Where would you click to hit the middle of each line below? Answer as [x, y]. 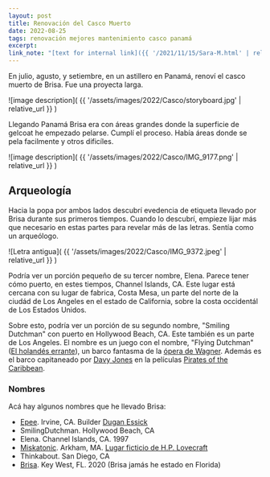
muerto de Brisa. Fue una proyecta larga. [76, 84]
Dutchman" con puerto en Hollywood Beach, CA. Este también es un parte [131, 334]
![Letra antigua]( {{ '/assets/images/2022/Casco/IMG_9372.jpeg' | [117, 251]
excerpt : [23, 46]
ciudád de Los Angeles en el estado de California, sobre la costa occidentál [133, 301]
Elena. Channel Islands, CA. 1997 [74, 439]
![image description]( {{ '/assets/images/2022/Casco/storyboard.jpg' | [125, 100]
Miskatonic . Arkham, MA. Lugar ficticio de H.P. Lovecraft [114, 448]
